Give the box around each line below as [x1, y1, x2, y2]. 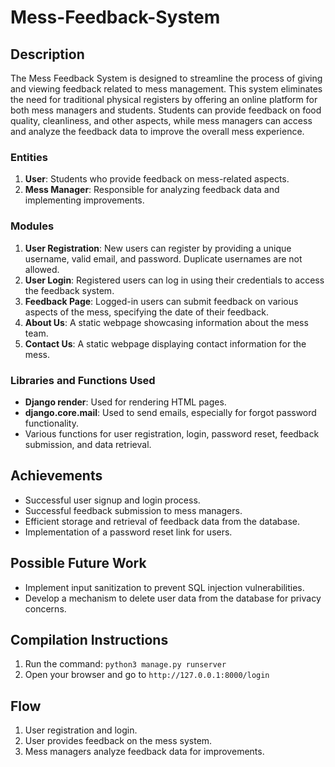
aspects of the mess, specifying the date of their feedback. [24, 306, 269, 318]
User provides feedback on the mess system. [24, 735, 213, 747]
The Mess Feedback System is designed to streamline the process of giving [10, 72, 323, 84]
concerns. [24, 602, 67, 615]
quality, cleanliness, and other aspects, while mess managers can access [10, 115, 313, 126]
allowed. [24, 263, 60, 275]
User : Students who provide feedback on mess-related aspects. [24, 173, 290, 185]
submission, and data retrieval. [24, 438, 152, 450]
